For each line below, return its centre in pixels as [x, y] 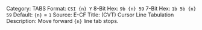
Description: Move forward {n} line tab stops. [62, 21]
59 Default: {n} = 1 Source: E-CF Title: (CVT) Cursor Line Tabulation [90, 15]
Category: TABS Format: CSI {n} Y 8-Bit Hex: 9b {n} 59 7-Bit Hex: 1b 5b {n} [101, 9]
